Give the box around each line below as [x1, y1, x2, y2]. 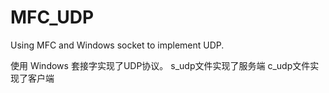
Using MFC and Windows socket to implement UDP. [10, 39, 225, 51]
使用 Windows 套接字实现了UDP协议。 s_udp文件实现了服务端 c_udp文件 [10, 59, 311, 71]
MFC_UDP [10, 6, 95, 29]
